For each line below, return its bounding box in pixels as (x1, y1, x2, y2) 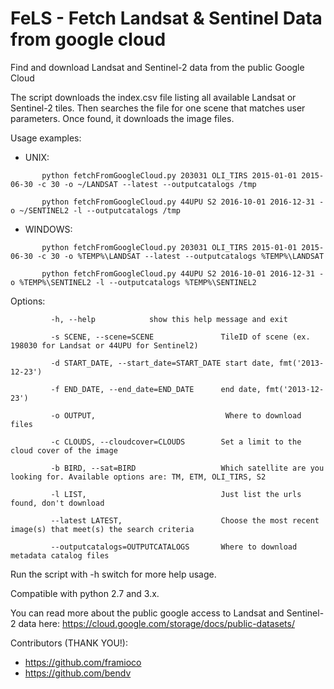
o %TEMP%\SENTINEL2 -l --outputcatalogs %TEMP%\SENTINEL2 (10, 277, 257, 287)
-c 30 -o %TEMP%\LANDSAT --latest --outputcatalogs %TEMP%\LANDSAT (36, 251, 325, 261)
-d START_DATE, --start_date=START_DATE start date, (50, 358, 275, 368)
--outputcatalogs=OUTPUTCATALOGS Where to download (50, 542, 298, 552)
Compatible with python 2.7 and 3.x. (10, 587, 160, 599)
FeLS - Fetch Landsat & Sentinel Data (10, 7, 323, 30)
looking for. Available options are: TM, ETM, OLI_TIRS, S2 (10, 472, 267, 482)
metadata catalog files (10, 550, 110, 561)
